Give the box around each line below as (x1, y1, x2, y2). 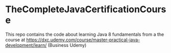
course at (5, 37, 26, 43)
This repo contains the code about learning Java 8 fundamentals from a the (5, 31, 164, 37)
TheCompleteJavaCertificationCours (5, 4, 166, 15)
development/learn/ (5, 42, 47, 48)
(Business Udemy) (47, 42, 87, 48)
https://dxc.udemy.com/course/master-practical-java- (26, 37, 140, 43)
